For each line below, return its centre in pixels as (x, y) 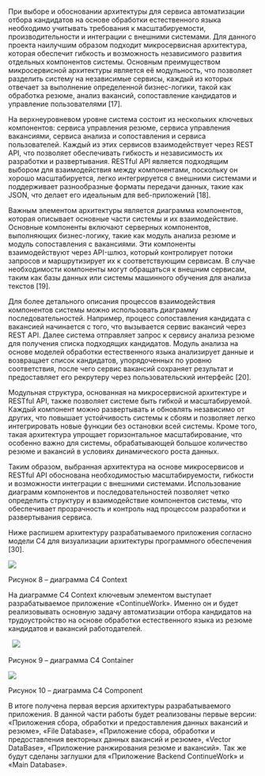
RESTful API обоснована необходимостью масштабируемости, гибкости (131, 475)
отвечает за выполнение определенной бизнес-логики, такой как (120, 87)
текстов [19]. (29, 286)
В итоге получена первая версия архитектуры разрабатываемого (119, 706)
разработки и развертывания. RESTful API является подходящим (118, 161)
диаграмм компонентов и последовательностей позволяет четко (119, 492)
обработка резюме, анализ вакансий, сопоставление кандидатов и (123, 95)
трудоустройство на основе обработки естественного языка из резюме (131, 620)
